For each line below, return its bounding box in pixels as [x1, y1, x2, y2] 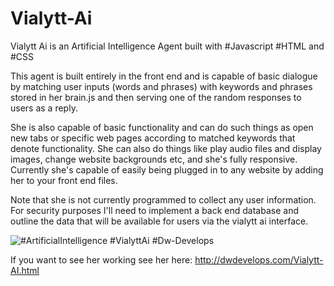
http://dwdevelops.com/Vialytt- [194, 253, 324, 266]
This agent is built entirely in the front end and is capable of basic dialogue [10, 70, 318, 82]
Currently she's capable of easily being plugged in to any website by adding [10, 163, 324, 176]
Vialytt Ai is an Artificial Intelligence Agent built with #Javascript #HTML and [10, 40, 325, 52]
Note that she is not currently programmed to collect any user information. [10, 193, 317, 206]
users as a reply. [10, 102, 78, 114]
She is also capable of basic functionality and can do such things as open [10, 121, 314, 133]
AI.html [10, 264, 40, 276]
